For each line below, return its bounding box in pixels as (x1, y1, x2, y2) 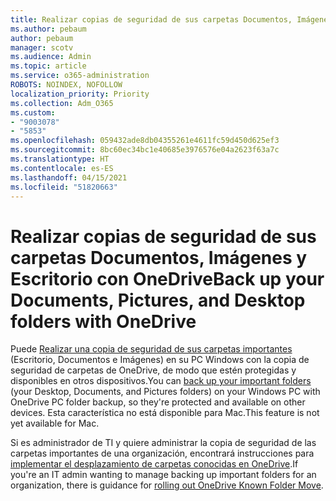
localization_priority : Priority (10, 89, 150, 99)
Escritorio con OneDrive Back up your (10, 267, 325, 290)
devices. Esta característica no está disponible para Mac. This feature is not (10, 407, 320, 419)
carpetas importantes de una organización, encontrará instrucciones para (10, 447, 315, 460)
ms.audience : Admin (10, 52, 92, 62)
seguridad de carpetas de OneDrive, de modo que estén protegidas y (10, 364, 297, 376)
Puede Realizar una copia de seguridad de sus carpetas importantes (10, 343, 293, 355)
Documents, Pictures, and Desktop (10, 289, 306, 311)
